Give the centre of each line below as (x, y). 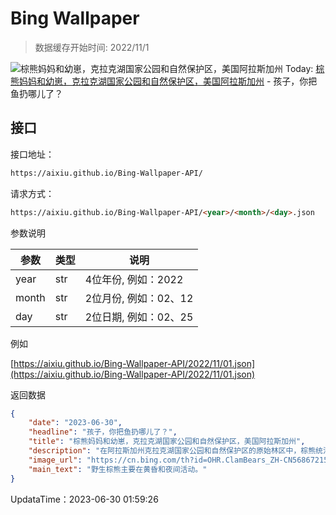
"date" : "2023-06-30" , (75, 423)
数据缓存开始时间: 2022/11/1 (92, 47)
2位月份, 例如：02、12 (139, 298)
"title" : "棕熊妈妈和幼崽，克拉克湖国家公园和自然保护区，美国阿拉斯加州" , (167, 442)
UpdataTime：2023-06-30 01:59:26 (84, 499)
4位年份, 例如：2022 (134, 279)
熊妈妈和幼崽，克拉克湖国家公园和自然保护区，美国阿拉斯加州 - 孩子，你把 (164, 81)
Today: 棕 (304, 68)
